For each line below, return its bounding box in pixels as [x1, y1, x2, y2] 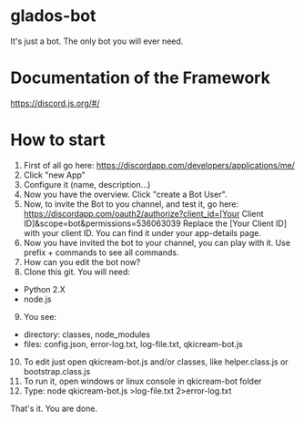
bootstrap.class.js [23, 365, 91, 376]
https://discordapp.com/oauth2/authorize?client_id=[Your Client [23, 208, 264, 219]
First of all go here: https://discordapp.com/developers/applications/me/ [23, 159, 295, 170]
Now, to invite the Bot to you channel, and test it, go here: [23, 198, 239, 210]
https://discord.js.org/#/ [10, 98, 100, 108]
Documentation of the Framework [10, 67, 271, 88]
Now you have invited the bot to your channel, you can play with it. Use [23, 237, 290, 248]
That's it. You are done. [10, 403, 98, 414]
